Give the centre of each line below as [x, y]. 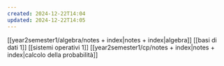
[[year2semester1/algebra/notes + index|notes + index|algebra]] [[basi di [112, 40]
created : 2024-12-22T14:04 [46, 14]
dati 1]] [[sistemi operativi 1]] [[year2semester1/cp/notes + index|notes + [111, 47]
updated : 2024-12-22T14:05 [46, 20]
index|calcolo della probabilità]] [53, 55]
